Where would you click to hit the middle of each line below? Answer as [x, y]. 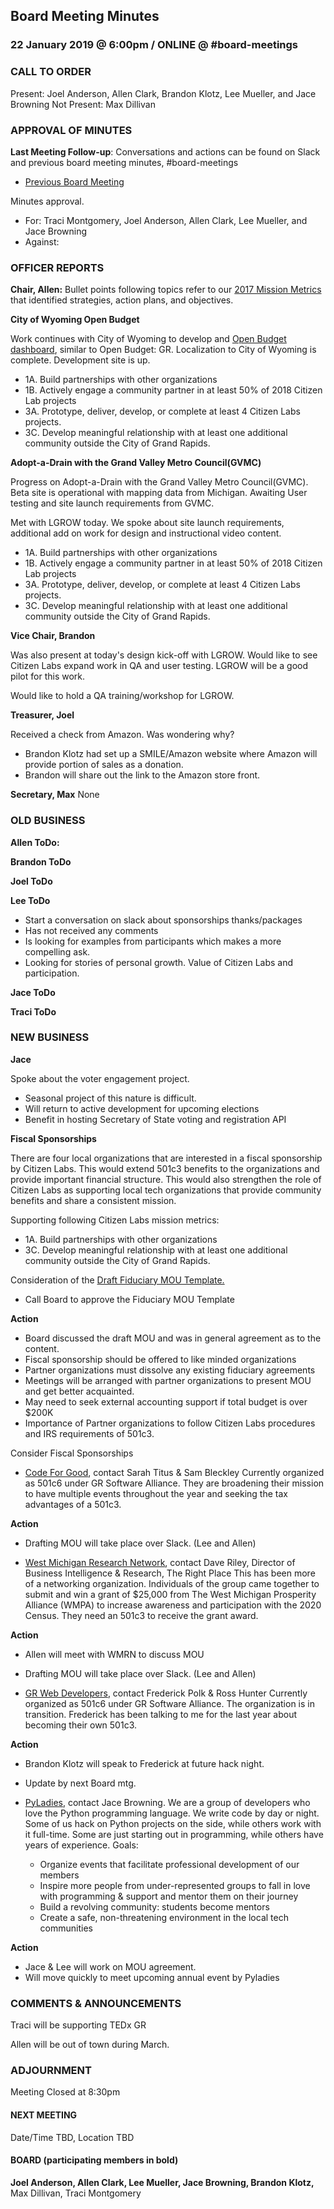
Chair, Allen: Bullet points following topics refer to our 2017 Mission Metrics [166, 290]
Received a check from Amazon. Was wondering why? [122, 735]
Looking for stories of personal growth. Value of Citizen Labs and [159, 962]
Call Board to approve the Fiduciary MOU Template [129, 1299]
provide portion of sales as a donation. [104, 765]
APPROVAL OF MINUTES [71, 130]
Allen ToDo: [35, 842]
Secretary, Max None [55, 795]
